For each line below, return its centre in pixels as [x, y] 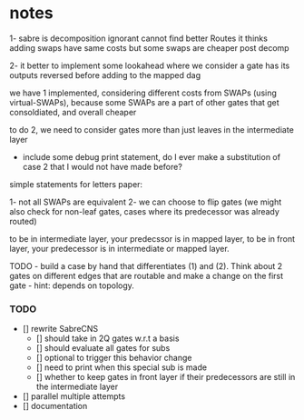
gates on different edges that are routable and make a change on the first [147, 275]
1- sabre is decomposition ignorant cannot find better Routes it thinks [138, 38]
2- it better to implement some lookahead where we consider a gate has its [150, 65]
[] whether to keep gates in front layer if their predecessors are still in [166, 377]
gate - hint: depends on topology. [72, 285]
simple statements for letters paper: [76, 184]
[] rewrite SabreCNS [60, 329]
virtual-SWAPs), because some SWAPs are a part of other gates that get [144, 102]
